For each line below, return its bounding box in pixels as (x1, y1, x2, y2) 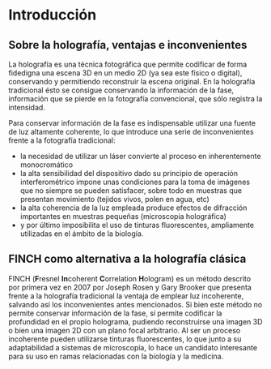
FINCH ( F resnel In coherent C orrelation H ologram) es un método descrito (8, 273, 252, 283)
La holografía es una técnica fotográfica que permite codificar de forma (8, 59, 248, 69)
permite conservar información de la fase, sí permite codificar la (8, 308, 222, 318)
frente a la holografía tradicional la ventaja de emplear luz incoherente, (8, 290, 244, 301)
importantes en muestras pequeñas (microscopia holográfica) (19, 212, 227, 221)
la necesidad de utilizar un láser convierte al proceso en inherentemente (19, 152, 261, 161)
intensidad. (8, 103, 46, 112)
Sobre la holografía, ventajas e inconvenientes (8, 38, 248, 52)
